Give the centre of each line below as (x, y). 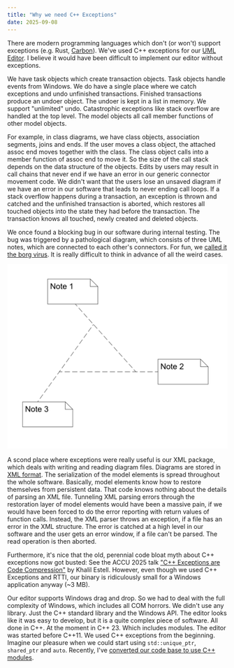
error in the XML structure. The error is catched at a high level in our (105, 526)
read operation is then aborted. (52, 541)
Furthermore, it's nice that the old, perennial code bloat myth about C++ (111, 555)
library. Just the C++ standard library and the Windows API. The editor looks (117, 613)
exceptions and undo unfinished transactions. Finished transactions (105, 94)
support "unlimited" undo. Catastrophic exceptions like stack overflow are (114, 108)
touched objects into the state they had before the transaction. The (104, 211)
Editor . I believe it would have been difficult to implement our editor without (115, 58)
